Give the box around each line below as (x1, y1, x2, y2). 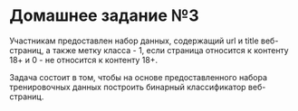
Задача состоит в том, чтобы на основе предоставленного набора (9, 71, 268, 82)
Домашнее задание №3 (9, 5, 199, 26)
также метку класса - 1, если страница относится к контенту (53, 44, 289, 55)
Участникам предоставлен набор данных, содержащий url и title (9, 35, 260, 46)
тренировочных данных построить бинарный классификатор (9, 81, 246, 92)
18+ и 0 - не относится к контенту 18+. (9, 54, 159, 65)
